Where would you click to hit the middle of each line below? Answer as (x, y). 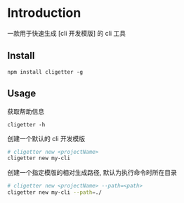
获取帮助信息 (26, 111)
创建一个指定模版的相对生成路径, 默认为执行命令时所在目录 (92, 173)
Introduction (44, 13)
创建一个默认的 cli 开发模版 (46, 138)
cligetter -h (26, 124)
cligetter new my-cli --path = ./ (54, 192)
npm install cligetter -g (45, 72)
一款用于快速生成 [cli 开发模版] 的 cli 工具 (67, 33)
